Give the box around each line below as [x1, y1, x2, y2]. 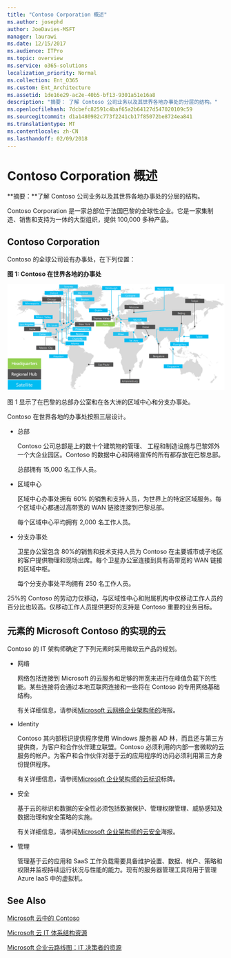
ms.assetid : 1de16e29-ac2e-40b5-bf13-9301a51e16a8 [7, 91, 156, 98]
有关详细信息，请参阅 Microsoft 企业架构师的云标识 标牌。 [17, 775, 179, 783]
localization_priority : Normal [7, 69, 97, 76]
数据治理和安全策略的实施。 [17, 813, 97, 821]
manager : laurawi [7, 33, 57, 40]
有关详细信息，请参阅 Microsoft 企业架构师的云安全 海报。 [17, 827, 179, 836]
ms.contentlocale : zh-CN [7, 128, 79, 135]
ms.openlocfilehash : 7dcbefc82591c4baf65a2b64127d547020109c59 [7, 106, 193, 113]
